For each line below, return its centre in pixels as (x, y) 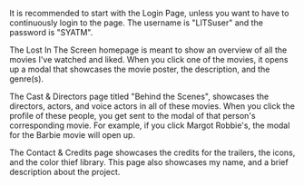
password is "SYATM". (51, 32)
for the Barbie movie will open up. (73, 135)
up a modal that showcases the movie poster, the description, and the (140, 69)
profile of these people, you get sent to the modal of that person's (132, 116)
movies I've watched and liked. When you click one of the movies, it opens (149, 59)
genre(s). (26, 79)
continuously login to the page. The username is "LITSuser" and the (136, 23)
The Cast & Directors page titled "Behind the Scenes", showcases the (139, 96)
